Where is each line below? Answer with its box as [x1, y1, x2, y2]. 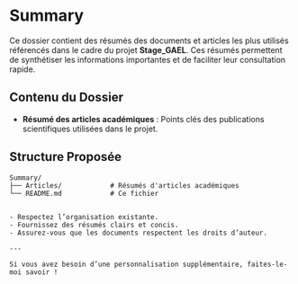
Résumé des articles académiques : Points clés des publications [22, 113, 265, 124]
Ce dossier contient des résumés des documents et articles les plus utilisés [9, 35, 290, 46]
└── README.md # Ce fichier [9, 189, 159, 198]
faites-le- [247, 260, 288, 269]
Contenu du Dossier [9, 90, 124, 105]
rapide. [9, 64, 36, 75]
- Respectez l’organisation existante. [9, 212, 159, 221]
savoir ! [25, 267, 59, 277]
